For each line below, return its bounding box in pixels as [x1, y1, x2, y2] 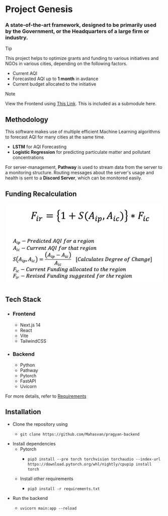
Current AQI [12, 71, 38, 77]
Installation [5, 408, 41, 416]
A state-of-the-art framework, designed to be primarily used [5, 22, 157, 29]
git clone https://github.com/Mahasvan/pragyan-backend [20, 432, 140, 437]
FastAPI [20, 378, 36, 384]
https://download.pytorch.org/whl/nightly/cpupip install [27, 462, 152, 467]
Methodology [5, 115, 49, 124]
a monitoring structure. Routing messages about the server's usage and [5, 170, 154, 176]
